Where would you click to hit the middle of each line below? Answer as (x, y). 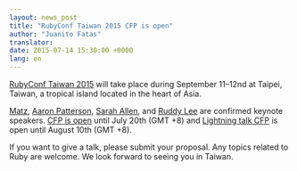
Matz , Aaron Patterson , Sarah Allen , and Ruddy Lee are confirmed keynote (146, 111)
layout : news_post (43, 17)
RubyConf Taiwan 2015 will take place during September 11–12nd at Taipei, (146, 84)
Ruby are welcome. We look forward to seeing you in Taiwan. (121, 156)
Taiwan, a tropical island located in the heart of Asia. (106, 94)
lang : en (25, 59)
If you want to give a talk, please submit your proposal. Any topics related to (149, 147)
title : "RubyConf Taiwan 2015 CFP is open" (91, 26)
